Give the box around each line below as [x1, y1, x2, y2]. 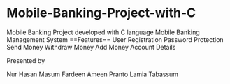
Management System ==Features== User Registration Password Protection [6, 35, 224, 43]
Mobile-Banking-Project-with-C [6, 5, 196, 21]
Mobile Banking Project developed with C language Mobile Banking [6, 28, 200, 36]
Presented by [6, 56, 45, 64]
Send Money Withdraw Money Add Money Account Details [6, 43, 176, 51]
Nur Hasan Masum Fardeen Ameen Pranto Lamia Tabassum [6, 70, 179, 78]
